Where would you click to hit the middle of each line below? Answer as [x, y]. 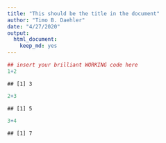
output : [18, 33]
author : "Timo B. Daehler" [46, 20]
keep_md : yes [39, 46]
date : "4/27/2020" [34, 26]
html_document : [35, 40]
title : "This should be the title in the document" [83, 14]
